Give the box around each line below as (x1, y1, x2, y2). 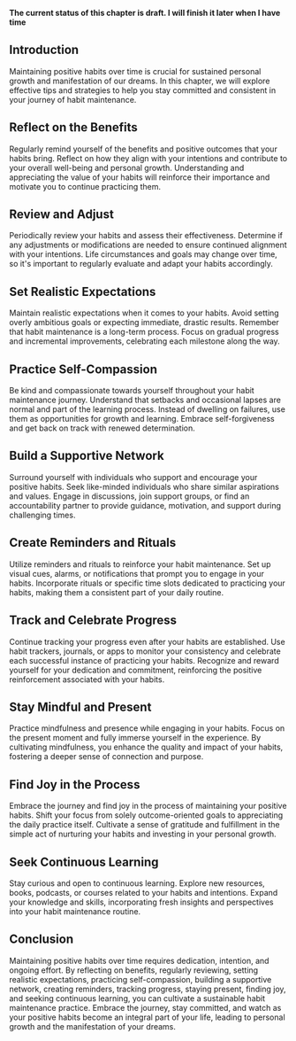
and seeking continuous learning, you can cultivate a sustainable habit (9, 992, 266, 1004)
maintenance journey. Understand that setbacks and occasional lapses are (9, 394, 281, 406)
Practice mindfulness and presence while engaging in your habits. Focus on (9, 723, 285, 734)
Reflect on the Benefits (9, 120, 139, 136)
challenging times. (9, 509, 76, 520)
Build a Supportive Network (9, 448, 165, 463)
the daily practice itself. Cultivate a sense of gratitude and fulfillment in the (9, 820, 280, 830)
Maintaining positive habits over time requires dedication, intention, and (9, 955, 269, 966)
